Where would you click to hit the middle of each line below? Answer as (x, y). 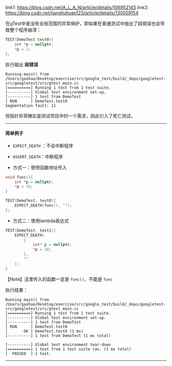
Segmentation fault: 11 (31, 105)
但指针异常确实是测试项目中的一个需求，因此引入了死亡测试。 (70, 115)
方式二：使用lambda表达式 (41, 221)
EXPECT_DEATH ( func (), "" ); (43, 206)
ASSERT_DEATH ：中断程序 (38, 157)
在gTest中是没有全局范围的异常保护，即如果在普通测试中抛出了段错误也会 (83, 23)
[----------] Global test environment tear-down (58, 344)
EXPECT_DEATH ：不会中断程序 (43, 145)
